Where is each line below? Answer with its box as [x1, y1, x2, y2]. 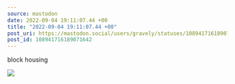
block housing [7, 55, 48, 64]
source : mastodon [7, 10, 58, 17]
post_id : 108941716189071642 [7, 36, 92, 43]
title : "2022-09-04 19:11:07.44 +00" [7, 23, 117, 30]
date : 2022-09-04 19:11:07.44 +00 [7, 17, 108, 24]
